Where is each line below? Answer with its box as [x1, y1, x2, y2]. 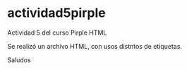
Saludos [7, 55, 31, 64]
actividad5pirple [7, 5, 106, 21]
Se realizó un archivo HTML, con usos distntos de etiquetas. [7, 42, 182, 50]
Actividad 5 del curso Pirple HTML [7, 28, 107, 37]
